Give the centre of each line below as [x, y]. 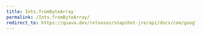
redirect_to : [23, 23]
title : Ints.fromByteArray [40, 12]
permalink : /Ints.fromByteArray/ [48, 17]
